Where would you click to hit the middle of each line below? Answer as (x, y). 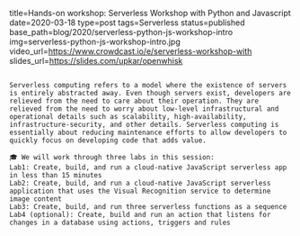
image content (36, 199)
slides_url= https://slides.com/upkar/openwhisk (96, 61)
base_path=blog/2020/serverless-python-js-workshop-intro (121, 32)
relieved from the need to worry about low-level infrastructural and (144, 109)
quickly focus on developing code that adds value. (108, 141)
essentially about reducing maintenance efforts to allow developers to (148, 132)
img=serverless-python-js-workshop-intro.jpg (95, 41)
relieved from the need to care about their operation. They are (134, 101)
